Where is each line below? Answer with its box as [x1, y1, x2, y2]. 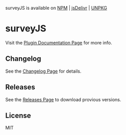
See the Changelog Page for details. [5, 68, 82, 74]
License [5, 111, 31, 120]
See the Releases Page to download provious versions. [5, 96, 121, 102]
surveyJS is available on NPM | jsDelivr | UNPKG [5, 5, 108, 11]
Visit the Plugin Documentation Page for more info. [5, 39, 113, 46]
